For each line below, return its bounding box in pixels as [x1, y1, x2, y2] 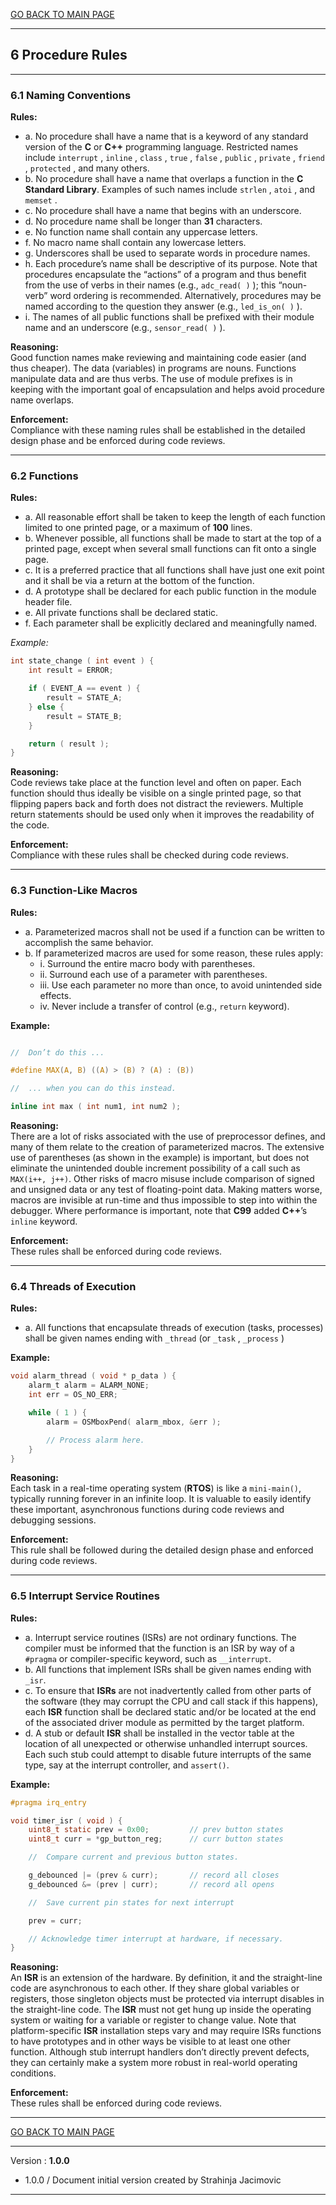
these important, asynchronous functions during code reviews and [10, 1504, 285, 1516]
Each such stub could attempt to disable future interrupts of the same [24, 1748, 312, 1760]
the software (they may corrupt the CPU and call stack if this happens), [24, 1695, 319, 1707]
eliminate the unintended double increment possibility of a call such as [10, 1162, 301, 1174]
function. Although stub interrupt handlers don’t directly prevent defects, [10, 2046, 310, 2058]
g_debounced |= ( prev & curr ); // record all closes [28, 1870, 280, 1881]
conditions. [10, 2067, 57, 2079]
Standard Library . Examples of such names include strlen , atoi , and [24, 184, 316, 196]
